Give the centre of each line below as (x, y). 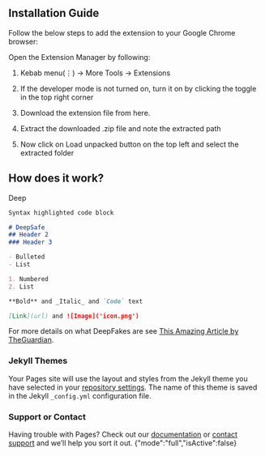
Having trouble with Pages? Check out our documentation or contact (123, 434)
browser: (24, 41)
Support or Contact (47, 416)
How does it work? (56, 179)
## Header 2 (28, 235)
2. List (21, 287)
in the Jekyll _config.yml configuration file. (80, 395)
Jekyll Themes (38, 361)
